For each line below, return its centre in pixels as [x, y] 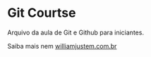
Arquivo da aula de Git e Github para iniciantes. [76, 32]
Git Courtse [42, 13]
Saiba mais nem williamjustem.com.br [62, 46]
